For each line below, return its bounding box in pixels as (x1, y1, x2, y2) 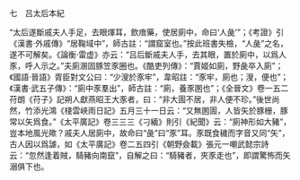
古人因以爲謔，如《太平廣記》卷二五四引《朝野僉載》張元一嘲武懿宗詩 (9, 139, 269, 150)
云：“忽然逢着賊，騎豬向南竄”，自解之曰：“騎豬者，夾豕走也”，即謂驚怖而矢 (9, 150, 291, 160)
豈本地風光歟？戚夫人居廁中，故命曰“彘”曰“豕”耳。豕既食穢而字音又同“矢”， (9, 128, 290, 138)
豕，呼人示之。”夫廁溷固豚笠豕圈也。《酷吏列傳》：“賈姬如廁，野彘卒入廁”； (9, 61, 284, 71)
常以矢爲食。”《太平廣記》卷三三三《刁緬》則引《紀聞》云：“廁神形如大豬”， (9, 116, 292, 127)
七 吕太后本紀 (9, 8, 65, 18)
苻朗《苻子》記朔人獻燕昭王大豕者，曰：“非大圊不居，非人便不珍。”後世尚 (9, 94, 280, 105)
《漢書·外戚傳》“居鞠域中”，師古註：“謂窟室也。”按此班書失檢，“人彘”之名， (9, 39, 289, 48)
